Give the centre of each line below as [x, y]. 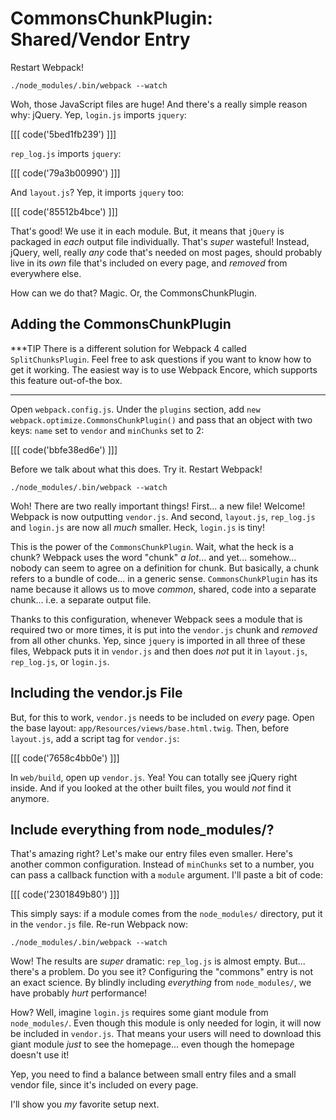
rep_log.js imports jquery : [66, 153]
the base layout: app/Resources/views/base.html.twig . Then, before [150, 728]
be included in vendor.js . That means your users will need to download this [166, 1034]
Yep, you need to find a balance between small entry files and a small [153, 1074]
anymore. [30, 798]
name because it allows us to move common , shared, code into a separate [163, 589]
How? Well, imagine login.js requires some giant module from [139, 1013]
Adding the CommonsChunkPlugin [121, 324]
